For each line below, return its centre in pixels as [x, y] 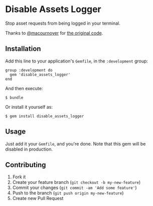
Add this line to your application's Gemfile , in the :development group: [77, 61]
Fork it [19, 177]
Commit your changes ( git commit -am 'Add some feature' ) [74, 188]
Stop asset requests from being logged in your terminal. [63, 23]
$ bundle [14, 97]
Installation [23, 49]
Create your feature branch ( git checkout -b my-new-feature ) [76, 182]
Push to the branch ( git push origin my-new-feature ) [68, 193]
